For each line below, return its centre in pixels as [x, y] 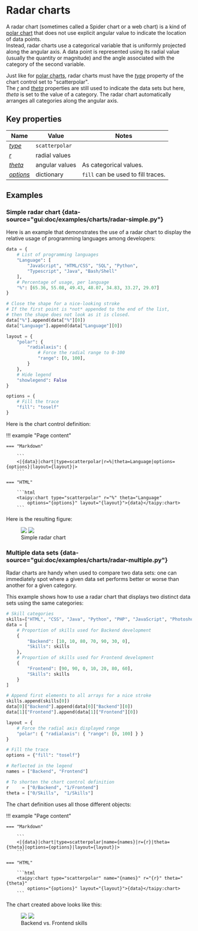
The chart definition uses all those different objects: [69, 804]
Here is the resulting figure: [39, 519]
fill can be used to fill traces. [124, 174]
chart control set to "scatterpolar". [48, 82]
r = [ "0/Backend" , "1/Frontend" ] [52, 787]
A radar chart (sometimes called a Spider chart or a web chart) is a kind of [96, 27]
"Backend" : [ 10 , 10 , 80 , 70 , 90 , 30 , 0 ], [79, 641]
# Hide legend [34, 375]
